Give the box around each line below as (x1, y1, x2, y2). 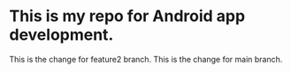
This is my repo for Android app (9, 6, 246, 26)
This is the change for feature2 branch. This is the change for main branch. (9, 54, 283, 64)
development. (9, 25, 114, 45)
